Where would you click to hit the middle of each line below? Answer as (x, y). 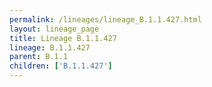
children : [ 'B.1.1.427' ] (61, 66)
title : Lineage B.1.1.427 (63, 38)
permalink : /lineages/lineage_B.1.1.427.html (105, 19)
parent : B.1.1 (39, 57)
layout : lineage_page (54, 29)
